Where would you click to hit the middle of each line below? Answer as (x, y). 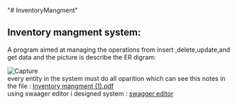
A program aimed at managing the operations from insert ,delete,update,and (119, 50)
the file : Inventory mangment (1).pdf (61, 86)
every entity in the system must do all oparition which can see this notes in (116, 78)
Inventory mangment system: (74, 32)
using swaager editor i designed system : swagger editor (90, 93)
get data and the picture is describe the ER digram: (82, 57)
